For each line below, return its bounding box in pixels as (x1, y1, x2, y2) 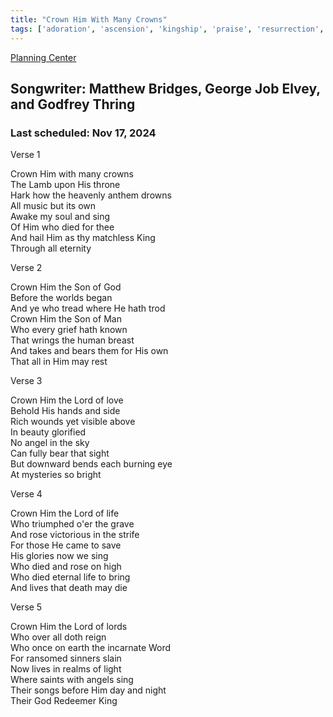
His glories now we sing (10, 550, 109, 562)
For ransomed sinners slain (10, 652, 122, 665)
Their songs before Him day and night (10, 684, 167, 696)
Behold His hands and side (10, 405, 121, 417)
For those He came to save (10, 539, 122, 551)
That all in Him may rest (10, 356, 108, 368)
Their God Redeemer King (10, 695, 118, 707)
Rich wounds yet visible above (10, 416, 136, 428)
